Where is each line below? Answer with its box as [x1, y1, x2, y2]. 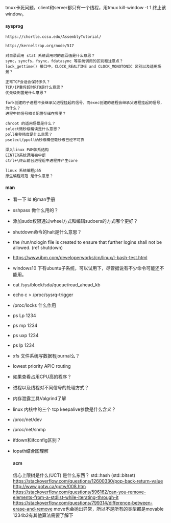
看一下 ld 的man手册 [12, 196, 56, 202]
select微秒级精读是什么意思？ [5, 127, 61, 132]
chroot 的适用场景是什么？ [5, 121, 56, 127]
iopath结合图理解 [12, 448, 49, 454]
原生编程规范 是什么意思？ [5, 174, 54, 179]
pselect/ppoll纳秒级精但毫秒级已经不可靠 [5, 137, 85, 142]
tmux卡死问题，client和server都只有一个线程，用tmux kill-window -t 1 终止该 [5, 5, 166, 10]
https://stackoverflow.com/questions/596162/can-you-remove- [12, 489, 146, 495]
